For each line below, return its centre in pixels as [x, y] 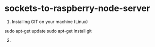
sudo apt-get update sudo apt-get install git [48, 31]
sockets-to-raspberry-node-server [77, 8]
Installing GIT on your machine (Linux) [50, 22]
